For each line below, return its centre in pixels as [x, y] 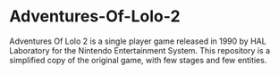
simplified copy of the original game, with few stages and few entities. [138, 60]
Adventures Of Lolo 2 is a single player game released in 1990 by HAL [138, 41]
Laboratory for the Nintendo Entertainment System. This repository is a [140, 50]
